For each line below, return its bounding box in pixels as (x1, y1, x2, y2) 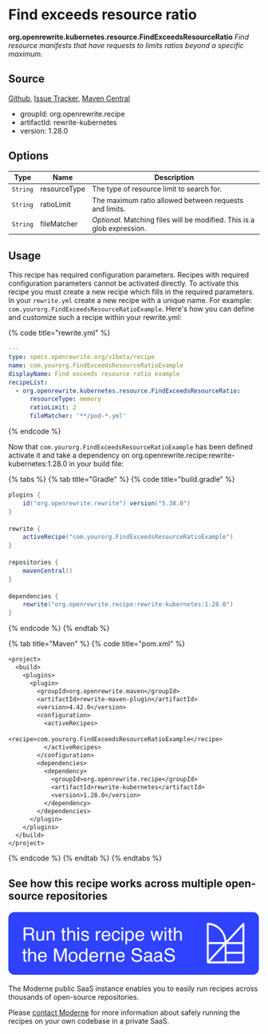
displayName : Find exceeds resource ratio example (8, 369, 180, 377)
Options (8, 150, 49, 163)
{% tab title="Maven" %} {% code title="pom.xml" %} (8, 639, 186, 649)
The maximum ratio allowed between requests (92, 195, 244, 205)
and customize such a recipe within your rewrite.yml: (8, 313, 182, 322)
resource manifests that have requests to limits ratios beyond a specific (8, 40, 245, 50)
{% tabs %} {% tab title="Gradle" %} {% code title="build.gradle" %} (8, 474, 235, 484)
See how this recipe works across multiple (8, 876, 223, 890)
